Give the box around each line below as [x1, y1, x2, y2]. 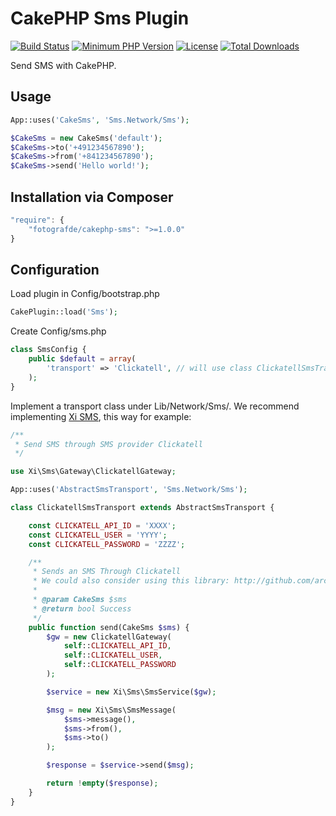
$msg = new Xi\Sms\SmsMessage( [46, 705, 177, 715]
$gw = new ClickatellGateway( [46, 632, 172, 642]
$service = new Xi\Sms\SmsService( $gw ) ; [46, 687, 217, 697]
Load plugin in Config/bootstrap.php [10, 288, 160, 300]
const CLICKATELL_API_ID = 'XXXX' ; [28, 520, 177, 531]
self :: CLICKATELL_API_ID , [63, 641, 172, 651]
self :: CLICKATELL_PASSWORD [63, 660, 177, 670]
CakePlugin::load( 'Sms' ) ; [10, 307, 118, 317]
